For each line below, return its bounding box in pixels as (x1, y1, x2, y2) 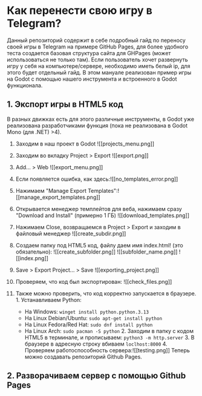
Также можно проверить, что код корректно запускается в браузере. (15, 289, 197, 297)
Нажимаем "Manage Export (15, 187, 87, 194)
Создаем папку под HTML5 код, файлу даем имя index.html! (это (15, 241, 183, 249)
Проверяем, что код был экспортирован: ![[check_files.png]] (15, 278, 172, 285)
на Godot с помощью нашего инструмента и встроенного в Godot (7, 75, 177, 82)
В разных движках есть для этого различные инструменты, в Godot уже (7, 115, 195, 122)
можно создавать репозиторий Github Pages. (24, 353, 143, 360)
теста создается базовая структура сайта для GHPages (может (7, 49, 171, 56)
